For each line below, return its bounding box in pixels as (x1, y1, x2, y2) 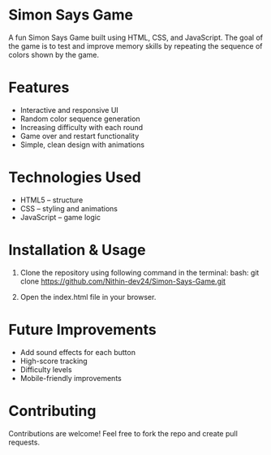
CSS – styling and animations (19, 203, 118, 213)
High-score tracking (19, 356, 88, 366)
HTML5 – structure (19, 195, 84, 205)
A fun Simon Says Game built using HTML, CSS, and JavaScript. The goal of (8, 32, 264, 42)
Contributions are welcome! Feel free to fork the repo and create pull (8, 428, 238, 438)
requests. (8, 437, 41, 447)
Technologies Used (8, 168, 142, 187)
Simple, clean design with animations (19, 140, 144, 149)
